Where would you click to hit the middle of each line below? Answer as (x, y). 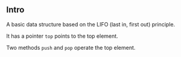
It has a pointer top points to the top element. (62, 36)
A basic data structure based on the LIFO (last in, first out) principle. (91, 24)
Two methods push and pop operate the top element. (71, 47)
